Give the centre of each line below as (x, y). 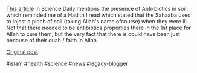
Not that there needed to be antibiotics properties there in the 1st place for (99, 28)
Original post (22, 52)
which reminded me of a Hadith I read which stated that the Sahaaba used (99, 15)
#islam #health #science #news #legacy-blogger (67, 63)
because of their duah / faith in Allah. (52, 40)
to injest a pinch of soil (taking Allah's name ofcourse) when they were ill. (97, 21)
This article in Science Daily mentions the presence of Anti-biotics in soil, (97, 9)
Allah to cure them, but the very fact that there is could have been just (93, 34)
